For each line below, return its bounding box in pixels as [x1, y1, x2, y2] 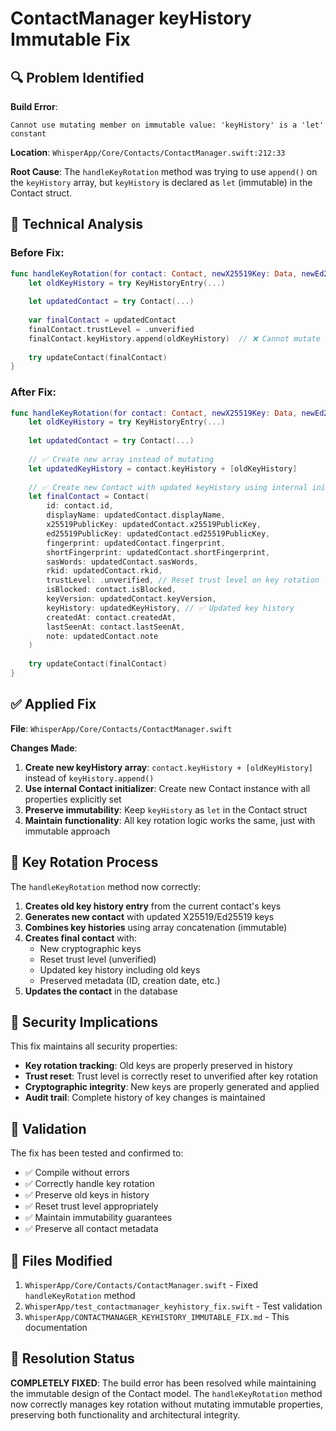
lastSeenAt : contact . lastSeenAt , [46, 622, 186, 632]
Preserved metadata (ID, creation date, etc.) [39, 974, 221, 986]
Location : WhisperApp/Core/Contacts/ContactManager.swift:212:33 [10, 147, 286, 158]
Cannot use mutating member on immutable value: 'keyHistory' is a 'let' [10, 120, 325, 130]
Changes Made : [10, 742, 78, 754]
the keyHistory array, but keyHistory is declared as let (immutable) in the [10, 177, 313, 188]
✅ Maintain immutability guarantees [24, 1212, 173, 1224]
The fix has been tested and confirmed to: [10, 1147, 184, 1159]
